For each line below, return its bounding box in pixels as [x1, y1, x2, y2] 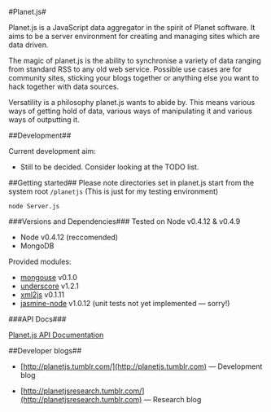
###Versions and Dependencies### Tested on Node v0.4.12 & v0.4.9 [8, 217, 241, 226]
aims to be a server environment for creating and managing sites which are [8, 32, 260, 41]
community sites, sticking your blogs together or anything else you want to [8, 73, 259, 82]
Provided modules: [8, 256, 72, 266]
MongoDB [20, 241, 55, 251]
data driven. [8, 40, 49, 50]
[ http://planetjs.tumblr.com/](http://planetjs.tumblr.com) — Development [20, 362, 263, 371]
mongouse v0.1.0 [20, 273, 77, 282]
